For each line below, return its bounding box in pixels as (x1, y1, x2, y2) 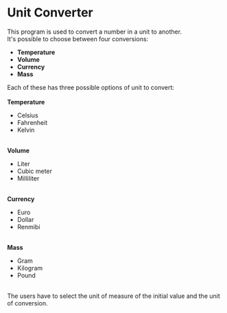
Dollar (16, 215, 34, 224)
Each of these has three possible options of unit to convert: (7, 83, 175, 91)
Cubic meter (16, 167, 53, 175)
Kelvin (16, 126, 35, 134)
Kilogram (16, 264, 43, 272)
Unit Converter (7, 5, 94, 21)
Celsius (16, 111, 39, 119)
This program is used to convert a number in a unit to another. (7, 27, 182, 36)
